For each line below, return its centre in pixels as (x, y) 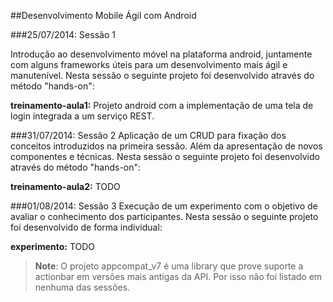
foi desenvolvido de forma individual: (86, 227)
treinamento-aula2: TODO (65, 186)
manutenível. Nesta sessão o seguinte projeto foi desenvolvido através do (162, 75)
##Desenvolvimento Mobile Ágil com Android (103, 15)
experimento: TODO (53, 246)
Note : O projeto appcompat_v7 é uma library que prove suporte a (169, 266)
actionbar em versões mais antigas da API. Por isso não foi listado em (178, 276)
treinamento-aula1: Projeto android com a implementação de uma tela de (162, 105)
